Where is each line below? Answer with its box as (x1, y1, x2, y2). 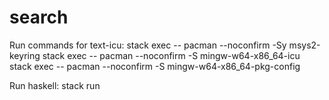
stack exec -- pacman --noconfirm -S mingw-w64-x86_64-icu (42, 49, 301, 61)
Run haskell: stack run (9, 79, 101, 91)
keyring (9, 49, 41, 61)
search (9, 6, 69, 29)
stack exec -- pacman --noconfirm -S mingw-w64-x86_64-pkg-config (9, 60, 301, 72)
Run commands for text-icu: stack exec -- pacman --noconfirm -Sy (9, 39, 287, 51)
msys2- (288, 39, 321, 51)
